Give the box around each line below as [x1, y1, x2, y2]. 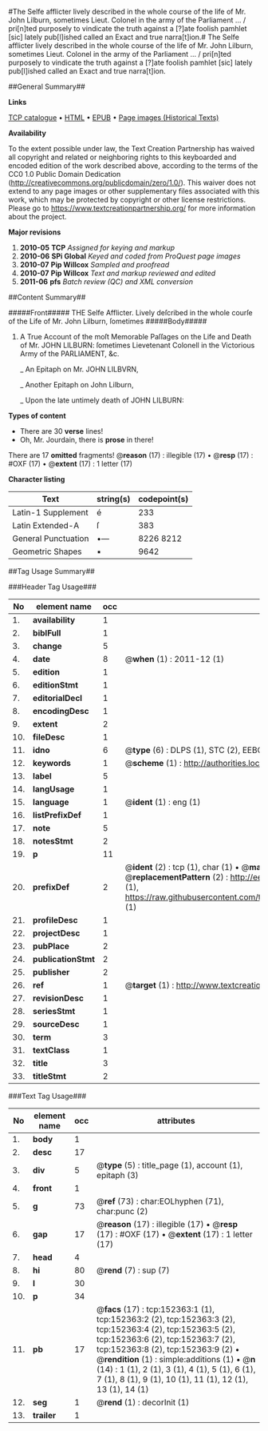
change [33, 640, 62, 651]
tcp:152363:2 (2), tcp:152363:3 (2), [97, 1314, 235, 1325]
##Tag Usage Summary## [8, 567, 96, 575]
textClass [33, 1044, 70, 1056]
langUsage [33, 784, 75, 795]
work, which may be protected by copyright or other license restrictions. [8, 195, 246, 204]
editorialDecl [33, 692, 82, 703]
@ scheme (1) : [124, 758, 182, 768]
